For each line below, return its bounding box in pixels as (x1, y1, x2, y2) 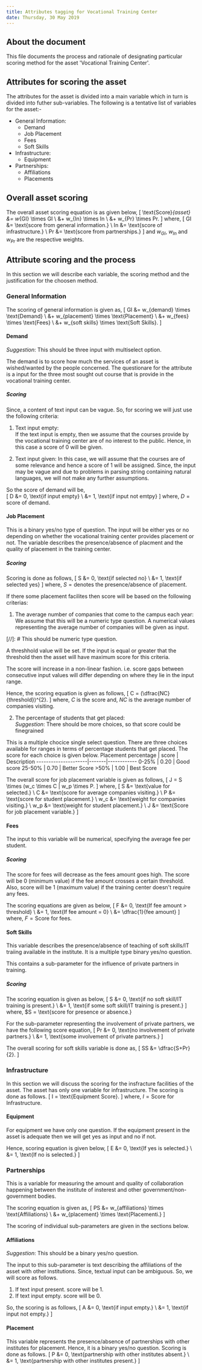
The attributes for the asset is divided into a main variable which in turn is (6, 93, 189, 100)
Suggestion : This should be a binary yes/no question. (6, 1250, 139, 1257)
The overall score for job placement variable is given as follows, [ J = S (6, 776, 183, 783)
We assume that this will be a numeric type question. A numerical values (14, 617, 195, 624)
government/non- (142, 1186, 187, 1194)
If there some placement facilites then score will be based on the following (6, 593, 191, 600)
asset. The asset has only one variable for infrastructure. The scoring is (6, 1086, 184, 1093)
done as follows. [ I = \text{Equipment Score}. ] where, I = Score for (6, 1093, 175, 1100)
